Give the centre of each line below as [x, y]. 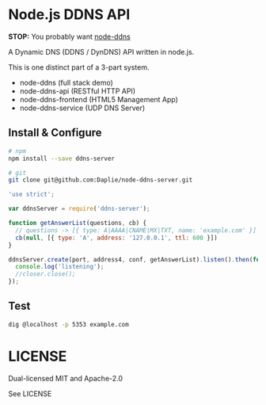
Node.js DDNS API [69, 15]
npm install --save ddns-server [61, 159]
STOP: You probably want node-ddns [69, 36]
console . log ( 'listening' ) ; [60, 267]
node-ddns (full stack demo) [66, 82]
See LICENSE [30, 393]
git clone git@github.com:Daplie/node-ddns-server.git [101, 180]
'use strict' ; [32, 195]
